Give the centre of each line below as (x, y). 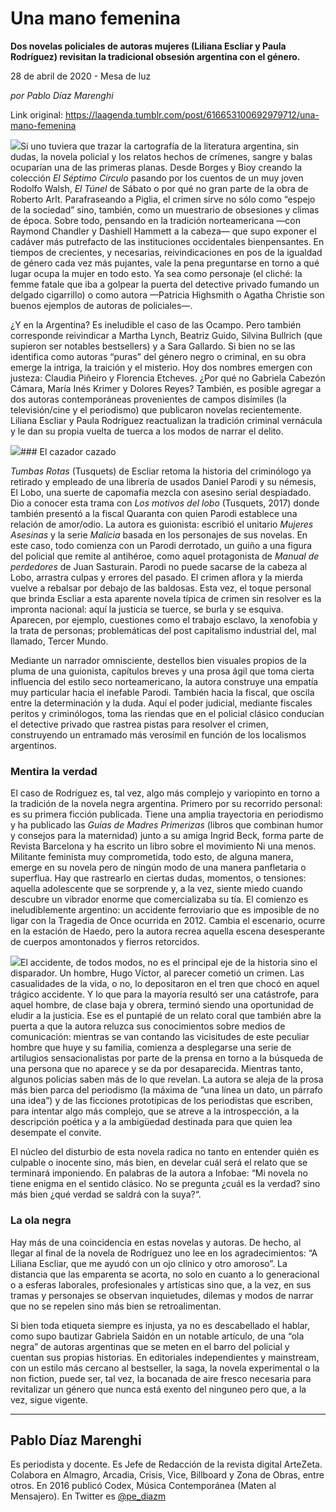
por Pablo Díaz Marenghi (62, 95)
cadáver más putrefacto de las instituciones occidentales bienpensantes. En (167, 241)
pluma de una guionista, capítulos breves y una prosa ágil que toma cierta (162, 671)
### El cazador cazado (68, 451)
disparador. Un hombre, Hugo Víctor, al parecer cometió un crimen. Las (157, 973)
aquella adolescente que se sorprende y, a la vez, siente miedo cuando (156, 889)
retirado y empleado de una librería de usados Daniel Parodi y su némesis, (163, 481)
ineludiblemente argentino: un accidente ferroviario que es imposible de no (165, 910)
